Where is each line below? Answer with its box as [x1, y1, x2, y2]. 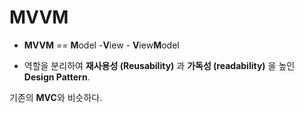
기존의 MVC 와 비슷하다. [9, 91, 103, 103]
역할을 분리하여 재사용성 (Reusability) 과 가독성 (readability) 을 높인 [23, 59, 296, 71]
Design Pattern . [23, 71, 91, 83]
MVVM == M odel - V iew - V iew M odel [23, 39, 180, 51]
